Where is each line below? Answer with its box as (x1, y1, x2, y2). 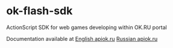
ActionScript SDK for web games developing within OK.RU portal (6, 24, 167, 31)
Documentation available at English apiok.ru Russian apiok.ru (6, 35, 158, 42)
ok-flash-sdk (6, 4, 73, 18)
